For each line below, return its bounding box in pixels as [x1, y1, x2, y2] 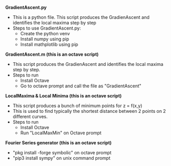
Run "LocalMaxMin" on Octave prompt [20, 130, 102, 136]
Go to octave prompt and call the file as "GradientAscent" [20, 83, 142, 89]
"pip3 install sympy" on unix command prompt [12, 155, 111, 161]
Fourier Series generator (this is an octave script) [5, 140, 112, 146]
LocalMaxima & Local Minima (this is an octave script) [5, 93, 122, 99]
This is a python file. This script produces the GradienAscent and [12, 14, 150, 20]
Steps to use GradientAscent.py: [12, 25, 81, 31]
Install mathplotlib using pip [20, 41, 78, 48]
